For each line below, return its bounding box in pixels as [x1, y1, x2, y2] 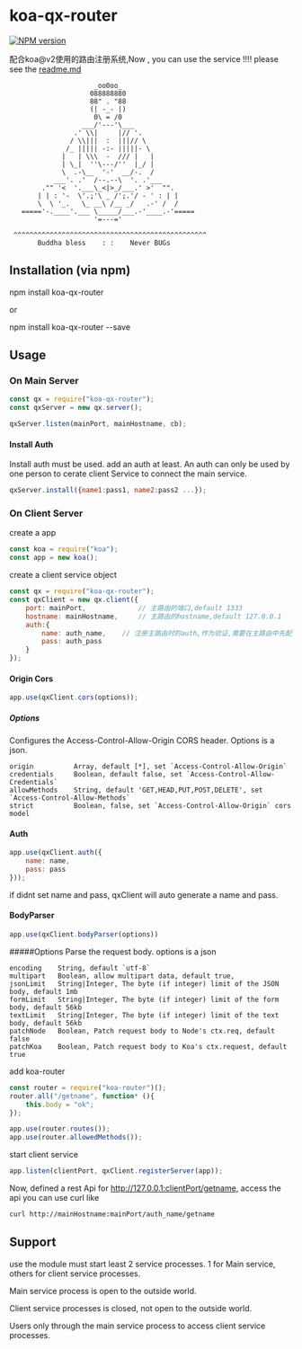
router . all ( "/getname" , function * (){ [9, 1091, 155, 1101]
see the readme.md [9, 64, 82, 75]
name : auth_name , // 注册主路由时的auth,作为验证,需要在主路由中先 [41, 628, 286, 638]
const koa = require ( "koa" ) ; [9, 545, 119, 554]
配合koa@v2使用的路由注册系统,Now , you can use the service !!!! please [9, 53, 280, 64]
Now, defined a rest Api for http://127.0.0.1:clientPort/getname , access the [9, 1183, 281, 1194]
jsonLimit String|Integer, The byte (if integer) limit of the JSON [9, 979, 280, 989]
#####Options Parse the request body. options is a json [9, 945, 217, 957]
